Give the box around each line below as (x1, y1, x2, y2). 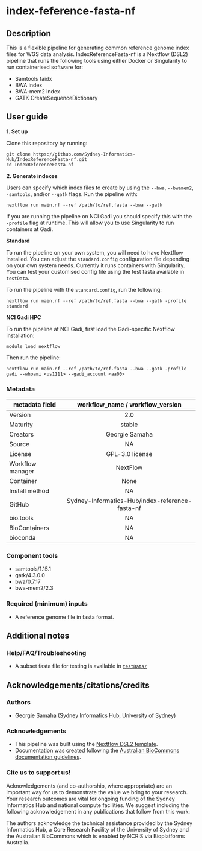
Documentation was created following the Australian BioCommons (14, 747, 180, 755)
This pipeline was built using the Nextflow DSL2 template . (14, 741, 158, 748)
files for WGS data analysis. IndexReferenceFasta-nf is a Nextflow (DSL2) (6, 51, 188, 58)
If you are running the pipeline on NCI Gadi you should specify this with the (6, 212, 192, 220)
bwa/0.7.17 (14, 578, 41, 586)
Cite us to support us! (6, 768, 71, 777)
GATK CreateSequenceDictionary (14, 95, 98, 101)
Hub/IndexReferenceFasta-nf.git (6, 156, 87, 162)
